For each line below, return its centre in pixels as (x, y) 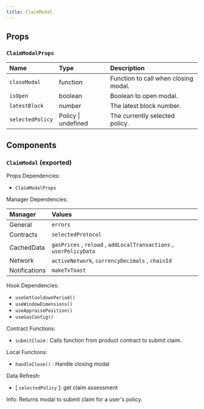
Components (31, 145)
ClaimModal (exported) (39, 162)
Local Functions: (27, 352)
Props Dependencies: (33, 176)
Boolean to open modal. (144, 96)
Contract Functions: (31, 329)
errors (61, 225)
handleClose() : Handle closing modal (62, 364)
